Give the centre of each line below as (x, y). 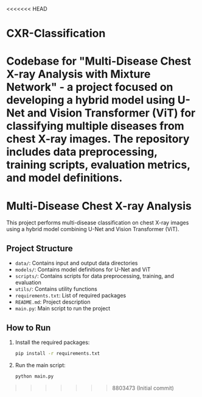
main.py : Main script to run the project (63, 309)
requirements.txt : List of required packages (71, 296)
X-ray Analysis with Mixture (78, 74)
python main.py (34, 376)
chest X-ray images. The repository (98, 139)
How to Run (29, 328)
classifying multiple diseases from (95, 126)
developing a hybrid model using (91, 100)
